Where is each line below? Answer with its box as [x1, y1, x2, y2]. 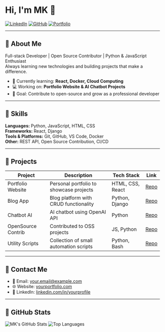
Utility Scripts [7, 240, 39, 247]
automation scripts [50, 243, 93, 250]
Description [64, 172, 92, 179]
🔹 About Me [5, 39, 42, 48]
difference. [5, 69, 27, 74]
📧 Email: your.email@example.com [12, 278, 82, 284]
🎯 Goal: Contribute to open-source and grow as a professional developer [12, 91, 160, 97]
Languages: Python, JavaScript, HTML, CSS [5, 123, 95, 129]
